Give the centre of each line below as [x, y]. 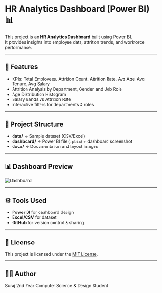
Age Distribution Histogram [39, 94]
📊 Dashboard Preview [39, 167]
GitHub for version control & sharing [48, 223]
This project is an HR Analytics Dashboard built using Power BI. [69, 37]
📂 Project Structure [34, 124]
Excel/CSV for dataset [34, 217]
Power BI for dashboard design [43, 212]
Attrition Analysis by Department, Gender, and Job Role [67, 89]
